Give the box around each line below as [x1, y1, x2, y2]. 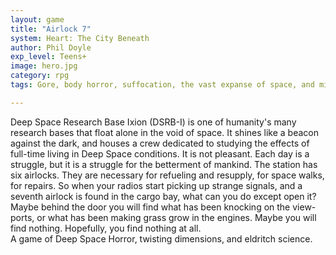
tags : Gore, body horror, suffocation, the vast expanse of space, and [10, 80, 315, 90]
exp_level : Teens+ [10, 52, 87, 62]
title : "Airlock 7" [10, 24, 92, 34]
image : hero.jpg [10, 61, 78, 71]
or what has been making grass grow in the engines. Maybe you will [36, 211, 317, 223]
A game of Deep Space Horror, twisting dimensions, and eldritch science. [10, 232, 313, 245]
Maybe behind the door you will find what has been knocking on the [10, 201, 291, 213]
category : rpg [10, 71, 70, 81]
